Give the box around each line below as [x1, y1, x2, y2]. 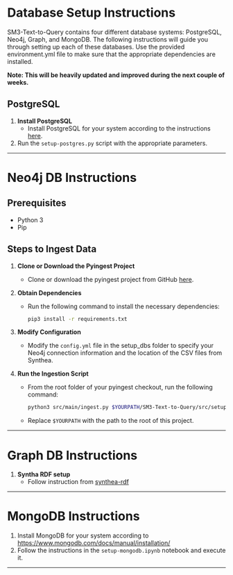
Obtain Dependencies [17, 288, 82, 297]
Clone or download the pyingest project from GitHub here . [27, 275, 194, 283]
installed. [7, 57, 33, 65]
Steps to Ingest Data [7, 243, 97, 255]
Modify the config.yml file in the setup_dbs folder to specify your [27, 342, 214, 350]
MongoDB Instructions [7, 508, 140, 524]
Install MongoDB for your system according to [17, 531, 149, 540]
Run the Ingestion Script [17, 369, 89, 378]
